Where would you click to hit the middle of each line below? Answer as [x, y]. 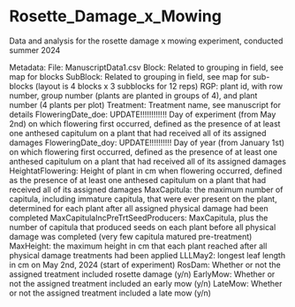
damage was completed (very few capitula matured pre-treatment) [131, 236]
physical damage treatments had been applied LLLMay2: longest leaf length [147, 255]
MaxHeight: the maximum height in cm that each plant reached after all [138, 246]
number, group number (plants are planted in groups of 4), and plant [133, 96]
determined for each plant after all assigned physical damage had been [139, 208]
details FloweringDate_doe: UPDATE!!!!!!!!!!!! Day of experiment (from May [143, 114]
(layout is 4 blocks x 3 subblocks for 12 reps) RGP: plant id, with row [159, 86]
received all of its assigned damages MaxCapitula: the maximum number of [146, 189]
